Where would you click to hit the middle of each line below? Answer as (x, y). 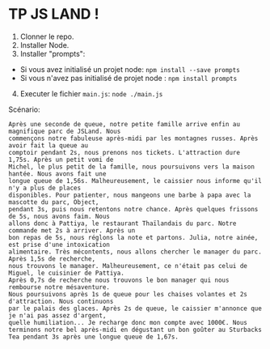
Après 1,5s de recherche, (52, 259)
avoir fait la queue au (49, 145)
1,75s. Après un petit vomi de (61, 160)
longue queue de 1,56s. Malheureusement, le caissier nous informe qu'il (135, 181)
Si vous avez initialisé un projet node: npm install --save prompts (130, 69)
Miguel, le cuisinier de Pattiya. (67, 273)
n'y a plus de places (45, 188)
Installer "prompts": (53, 53)
